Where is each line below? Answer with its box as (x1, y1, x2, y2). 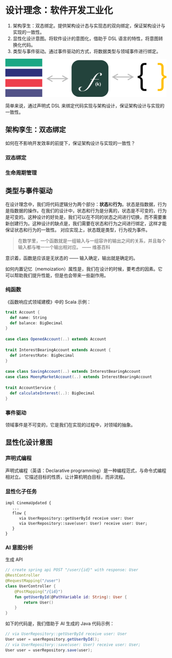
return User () (24, 600, 54, 605)
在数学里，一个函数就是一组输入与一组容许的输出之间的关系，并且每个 (17, 238, 166, 244)
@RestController (5, 573, 40, 578)
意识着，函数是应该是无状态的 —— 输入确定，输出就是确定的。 (5, 254, 138, 261)
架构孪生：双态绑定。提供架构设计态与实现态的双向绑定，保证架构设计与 (12, 23, 165, 29)
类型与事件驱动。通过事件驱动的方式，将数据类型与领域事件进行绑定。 (12, 48, 161, 54)
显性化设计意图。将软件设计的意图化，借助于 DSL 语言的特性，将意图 (12, 35, 159, 41)
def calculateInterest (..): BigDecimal (10, 390, 95, 396)
